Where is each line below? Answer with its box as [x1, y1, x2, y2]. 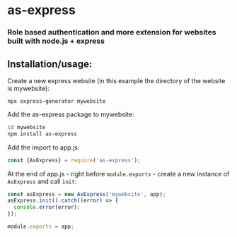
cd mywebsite [7, 123, 46, 130]
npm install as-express [7, 130, 78, 138]
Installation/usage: [7, 58, 93, 70]
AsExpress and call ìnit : [7, 177, 77, 186]
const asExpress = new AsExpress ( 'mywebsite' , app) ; [7, 190, 166, 197]
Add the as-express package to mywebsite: [7, 110, 134, 119]
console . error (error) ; [13, 204, 81, 211]
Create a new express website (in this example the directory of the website [7, 76, 226, 85]
